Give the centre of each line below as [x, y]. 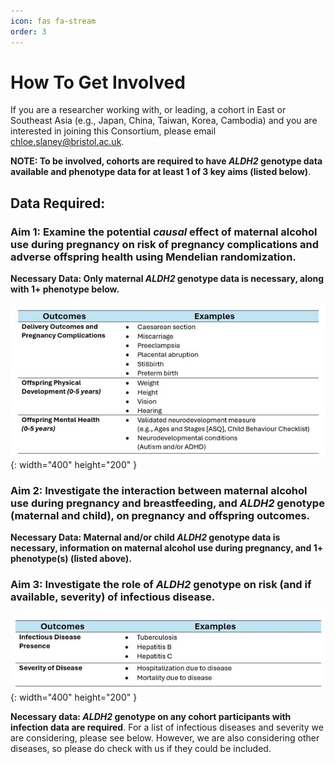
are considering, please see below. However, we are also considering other [165, 737]
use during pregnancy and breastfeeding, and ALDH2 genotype [167, 503]
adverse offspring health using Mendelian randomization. [153, 257]
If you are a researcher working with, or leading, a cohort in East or [148, 110]
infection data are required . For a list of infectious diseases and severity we [167, 727]
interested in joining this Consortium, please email [113, 131]
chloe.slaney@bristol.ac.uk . [67, 142]
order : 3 [28, 31]
